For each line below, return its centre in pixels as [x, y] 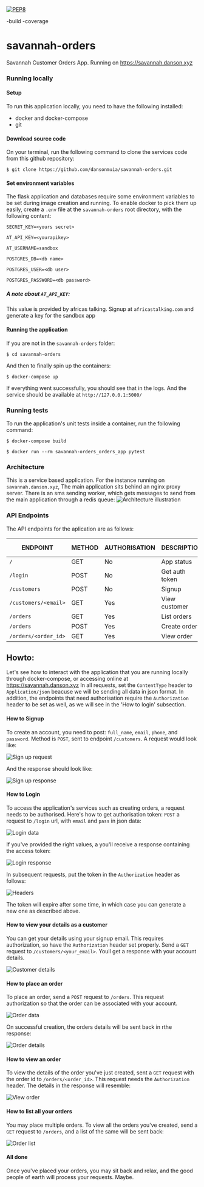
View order [177, 636]
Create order [179, 626]
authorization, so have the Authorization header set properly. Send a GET [98, 945]
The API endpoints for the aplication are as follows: [70, 529]
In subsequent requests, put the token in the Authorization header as [93, 874]
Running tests [27, 410]
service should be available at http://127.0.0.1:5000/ [74, 394]
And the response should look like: [49, 768]
